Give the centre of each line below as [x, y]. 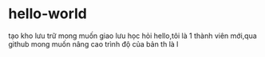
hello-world [48, 14]
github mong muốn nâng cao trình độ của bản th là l [93, 44]
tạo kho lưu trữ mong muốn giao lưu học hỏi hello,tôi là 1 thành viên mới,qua [132, 36]
